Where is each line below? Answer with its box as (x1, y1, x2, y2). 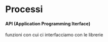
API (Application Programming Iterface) (5, 20, 91, 26)
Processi (5, 4, 43, 15)
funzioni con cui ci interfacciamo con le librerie (5, 32, 103, 38)
